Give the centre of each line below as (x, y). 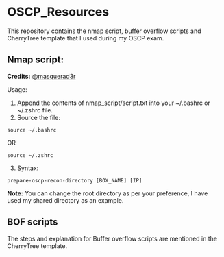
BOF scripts (33, 222)
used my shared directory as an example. (65, 200)
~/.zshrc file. (35, 110)
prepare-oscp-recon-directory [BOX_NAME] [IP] (75, 180)
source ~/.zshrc (30, 155)
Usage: (17, 89)
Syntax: (28, 168)
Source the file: (38, 117)
